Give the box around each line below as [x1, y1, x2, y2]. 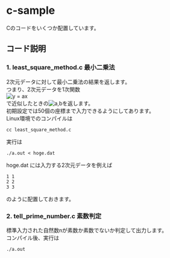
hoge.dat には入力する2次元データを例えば [6, 161, 113, 169]
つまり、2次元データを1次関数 [6, 86, 80, 93]
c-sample [6, 4, 55, 17]
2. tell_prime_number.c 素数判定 [6, 212, 102, 220]
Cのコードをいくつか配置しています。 [6, 24, 99, 31]
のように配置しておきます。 [6, 195, 74, 203]
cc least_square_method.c [6, 127, 71, 133]
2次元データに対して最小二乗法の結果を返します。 [6, 78, 131, 85]
